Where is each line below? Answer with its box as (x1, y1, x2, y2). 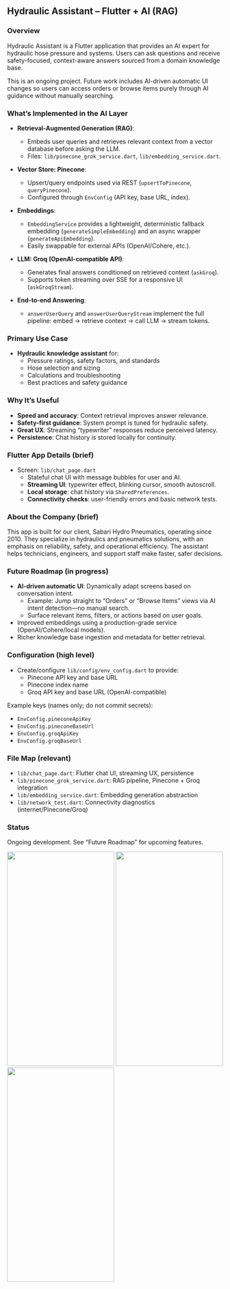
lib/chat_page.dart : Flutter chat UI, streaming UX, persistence (16, 769, 194, 777)
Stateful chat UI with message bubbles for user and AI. (27, 473, 182, 481)
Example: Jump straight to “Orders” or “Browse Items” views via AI (27, 597, 216, 605)
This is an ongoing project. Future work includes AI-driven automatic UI (7, 77, 209, 85)
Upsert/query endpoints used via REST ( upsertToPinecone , (27, 178, 192, 187)
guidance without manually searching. (7, 91, 115, 99)
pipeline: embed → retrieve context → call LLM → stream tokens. (27, 316, 210, 324)
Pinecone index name (27, 681, 89, 689)
